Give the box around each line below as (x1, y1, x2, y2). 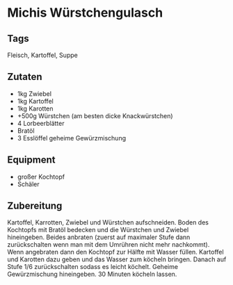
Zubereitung (7, 200, 63, 212)
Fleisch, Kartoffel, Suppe (7, 51, 78, 59)
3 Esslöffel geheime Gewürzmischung (17, 133, 127, 142)
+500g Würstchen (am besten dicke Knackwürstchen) (17, 111, 173, 120)
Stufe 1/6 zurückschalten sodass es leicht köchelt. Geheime (7, 263, 179, 271)
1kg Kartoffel (17, 97, 54, 105)
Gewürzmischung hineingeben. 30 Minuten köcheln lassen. (7, 270, 177, 279)
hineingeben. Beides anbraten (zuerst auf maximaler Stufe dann (7, 233, 191, 241)
